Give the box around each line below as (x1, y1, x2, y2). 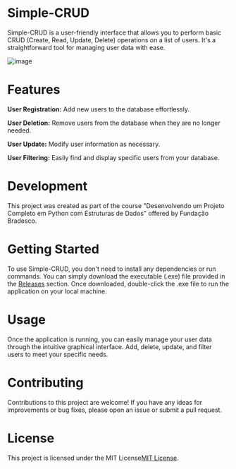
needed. (7, 126, 32, 135)
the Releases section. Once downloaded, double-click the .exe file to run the (7, 279, 230, 288)
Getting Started (7, 241, 100, 257)
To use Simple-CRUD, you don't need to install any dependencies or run (7, 264, 216, 273)
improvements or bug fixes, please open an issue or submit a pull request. (7, 406, 223, 414)
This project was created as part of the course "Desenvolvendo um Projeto (7, 201, 225, 209)
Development (7, 178, 88, 195)
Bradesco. (7, 217, 37, 225)
